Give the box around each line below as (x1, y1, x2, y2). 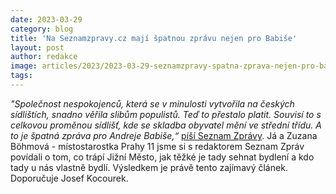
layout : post (10, 42, 65, 53)
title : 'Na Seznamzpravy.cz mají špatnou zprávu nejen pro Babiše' (10, 33, 298, 43)
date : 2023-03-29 (10, 14, 83, 25)
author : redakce (10, 52, 78, 62)
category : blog (10, 24, 74, 34)
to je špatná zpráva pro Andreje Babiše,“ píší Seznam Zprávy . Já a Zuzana (10, 129, 318, 141)
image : (10, 61, 38, 71)
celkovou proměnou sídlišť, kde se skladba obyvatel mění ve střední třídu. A (10, 119, 322, 131)
